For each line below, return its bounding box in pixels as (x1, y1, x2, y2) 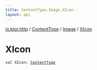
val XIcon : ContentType (5, 60, 56, 65)
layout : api (5, 12, 30, 17)
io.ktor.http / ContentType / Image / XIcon (5, 26, 92, 32)
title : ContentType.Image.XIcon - (5, 7, 79, 13)
